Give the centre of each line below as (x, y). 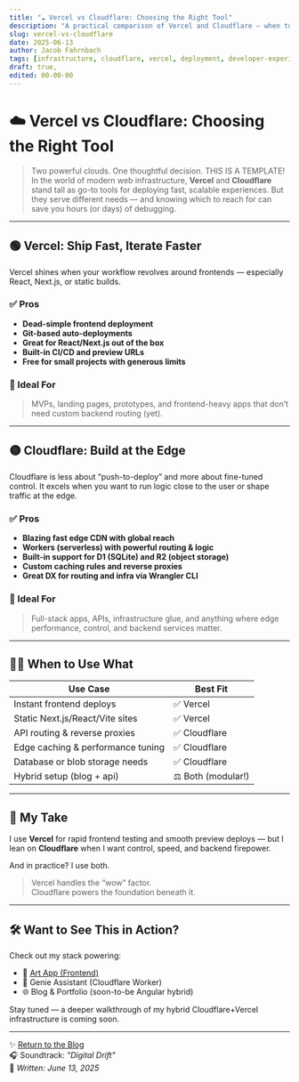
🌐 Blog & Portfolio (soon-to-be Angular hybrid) (108, 991)
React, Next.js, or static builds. (65, 281)
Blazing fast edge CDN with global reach (98, 538)
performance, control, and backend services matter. (126, 627)
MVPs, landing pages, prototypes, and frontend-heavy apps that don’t (160, 404)
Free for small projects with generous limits (104, 361)
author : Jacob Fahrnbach (55, 51)
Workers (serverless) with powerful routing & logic (118, 547)
